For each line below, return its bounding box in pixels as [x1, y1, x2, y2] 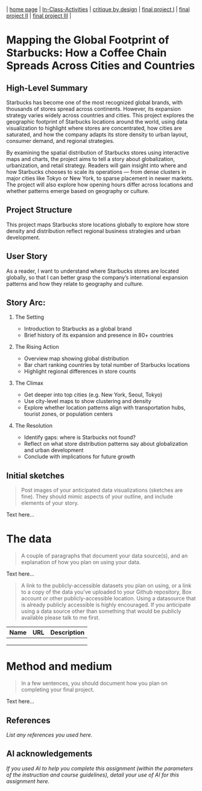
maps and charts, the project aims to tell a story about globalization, [6, 156, 175, 162]
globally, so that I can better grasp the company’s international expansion [6, 273, 189, 281]
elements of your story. [21, 500, 79, 507]
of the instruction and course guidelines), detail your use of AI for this [6, 771, 180, 778]
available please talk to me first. [21, 614, 100, 621]
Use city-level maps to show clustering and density [24, 398, 152, 405]
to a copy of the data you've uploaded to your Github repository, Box [21, 588, 192, 596]
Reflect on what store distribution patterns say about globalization [24, 440, 188, 448]
